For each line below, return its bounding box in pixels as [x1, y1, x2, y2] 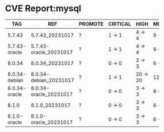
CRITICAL [108, 20, 131, 27]
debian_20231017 [31, 76, 74, 83]
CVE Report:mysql [5, 3, 82, 14]
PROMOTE [79, 20, 104, 27]
